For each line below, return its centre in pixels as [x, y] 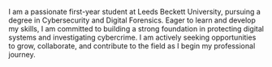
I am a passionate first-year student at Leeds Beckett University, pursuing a [135, 12]
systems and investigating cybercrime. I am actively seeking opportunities [132, 37]
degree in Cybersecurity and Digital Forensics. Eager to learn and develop [132, 20]
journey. [22, 54]
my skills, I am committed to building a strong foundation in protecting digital [136, 29]
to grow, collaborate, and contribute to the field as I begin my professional [132, 46]
